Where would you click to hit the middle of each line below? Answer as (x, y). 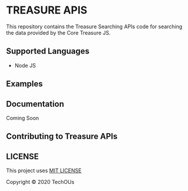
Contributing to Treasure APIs (62, 137)
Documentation (35, 104)
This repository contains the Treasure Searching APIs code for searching (94, 26)
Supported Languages (48, 51)
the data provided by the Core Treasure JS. (58, 32)
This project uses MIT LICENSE (44, 170)
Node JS (25, 65)
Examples (24, 84)
